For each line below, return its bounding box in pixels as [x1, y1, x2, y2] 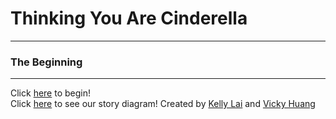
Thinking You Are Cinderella [10, 7, 248, 30]
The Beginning [10, 55, 83, 69]
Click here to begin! [10, 87, 92, 99]
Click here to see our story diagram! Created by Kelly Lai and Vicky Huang [10, 98, 316, 110]
